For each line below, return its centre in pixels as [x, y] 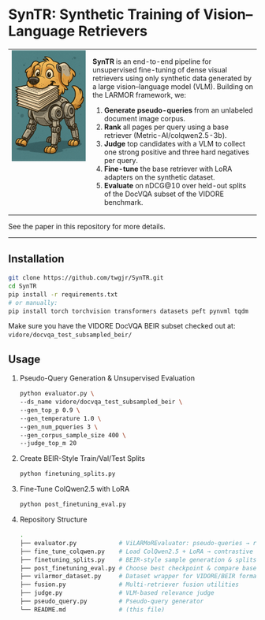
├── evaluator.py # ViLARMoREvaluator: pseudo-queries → [134, 543]
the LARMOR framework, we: [140, 95]
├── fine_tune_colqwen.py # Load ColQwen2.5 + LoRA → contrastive [136, 551]
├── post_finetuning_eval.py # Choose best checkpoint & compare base [138, 568]
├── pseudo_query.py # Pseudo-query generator [112, 601]
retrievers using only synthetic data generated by [172, 78]
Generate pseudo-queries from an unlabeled [179, 110]
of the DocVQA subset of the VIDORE [164, 194]
